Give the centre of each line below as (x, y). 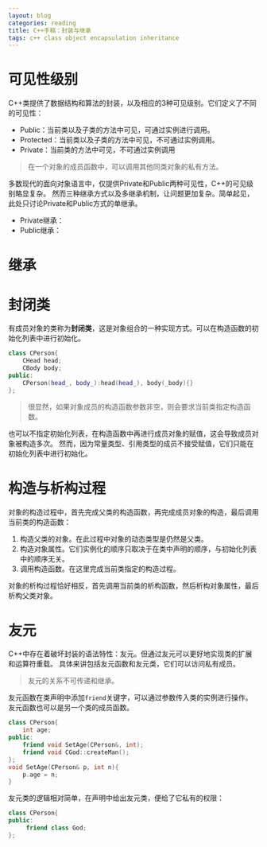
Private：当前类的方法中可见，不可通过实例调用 (97, 150)
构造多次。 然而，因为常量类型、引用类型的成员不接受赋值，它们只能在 (138, 443)
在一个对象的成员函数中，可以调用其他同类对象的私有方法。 (125, 167)
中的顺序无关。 (44, 558)
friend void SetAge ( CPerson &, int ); (83, 745)
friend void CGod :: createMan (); (76, 752)
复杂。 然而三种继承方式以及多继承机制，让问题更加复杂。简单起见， (141, 194)
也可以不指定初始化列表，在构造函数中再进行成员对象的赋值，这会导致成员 (130, 433)
